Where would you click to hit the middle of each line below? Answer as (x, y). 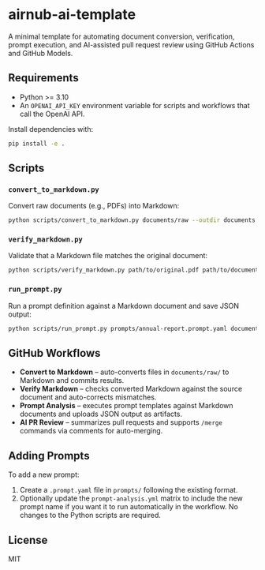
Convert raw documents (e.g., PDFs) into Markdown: (94, 206)
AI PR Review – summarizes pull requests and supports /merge (121, 422)
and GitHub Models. (41, 53)
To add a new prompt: (44, 474)
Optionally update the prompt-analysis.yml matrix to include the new (131, 498)
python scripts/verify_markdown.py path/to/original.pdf (104, 270)
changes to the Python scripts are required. (90, 516)
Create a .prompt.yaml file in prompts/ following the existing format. (129, 490)
